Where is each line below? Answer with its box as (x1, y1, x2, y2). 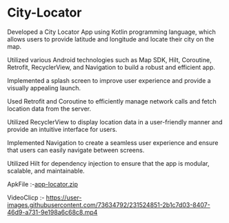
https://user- (46, 193, 82, 202)
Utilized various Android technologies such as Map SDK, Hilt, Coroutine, (7, 55, 212, 64)
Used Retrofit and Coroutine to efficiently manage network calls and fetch (7, 97, 217, 105)
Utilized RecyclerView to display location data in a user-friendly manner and (7, 117, 223, 126)
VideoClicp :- (7, 193, 45, 202)
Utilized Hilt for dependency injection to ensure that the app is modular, (7, 159, 210, 167)
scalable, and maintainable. (7, 166, 85, 175)
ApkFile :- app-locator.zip (7, 180, 78, 188)
